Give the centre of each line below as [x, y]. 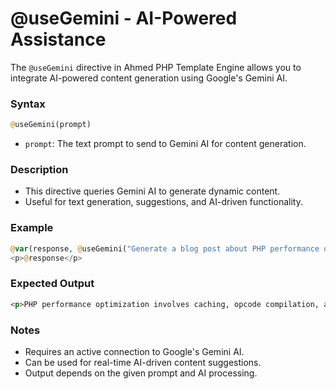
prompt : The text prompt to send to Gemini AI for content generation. [165, 144]
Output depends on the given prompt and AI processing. [141, 373]
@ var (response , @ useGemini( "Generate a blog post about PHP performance [165, 248]
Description [39, 170]
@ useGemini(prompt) [51, 125]
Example [32, 228]
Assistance [58, 39]
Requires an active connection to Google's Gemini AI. [134, 351]
